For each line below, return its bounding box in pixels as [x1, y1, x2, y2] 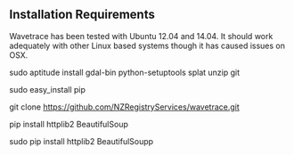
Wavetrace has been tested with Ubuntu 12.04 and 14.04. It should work [9, 30, 274, 41]
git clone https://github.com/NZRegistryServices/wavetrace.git [9, 102, 241, 112]
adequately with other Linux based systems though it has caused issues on [9, 40, 286, 51]
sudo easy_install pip [9, 84, 86, 94]
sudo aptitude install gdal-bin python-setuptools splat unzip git [9, 67, 241, 77]
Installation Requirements [9, 7, 156, 22]
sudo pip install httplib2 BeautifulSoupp [9, 135, 154, 146]
